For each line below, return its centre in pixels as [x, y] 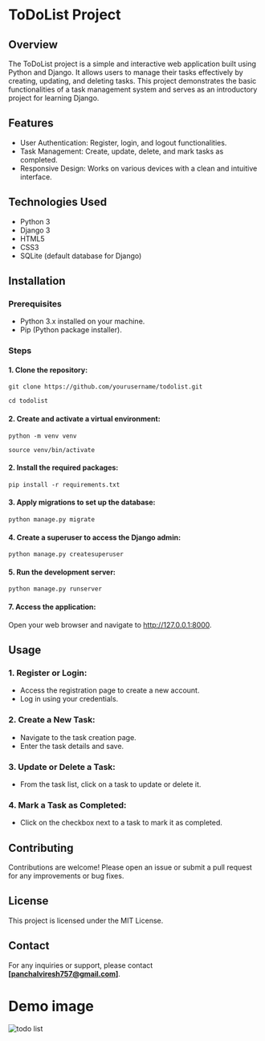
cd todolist [28, 401]
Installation [37, 281]
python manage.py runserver [55, 589]
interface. [36, 177]
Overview [33, 45]
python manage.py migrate [51, 520]
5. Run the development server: [62, 572]
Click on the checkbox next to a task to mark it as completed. [121, 823]
